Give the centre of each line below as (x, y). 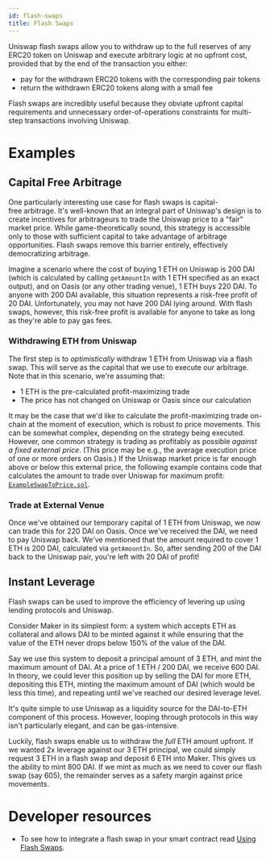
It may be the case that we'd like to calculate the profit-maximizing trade (129, 415)
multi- (242, 112)
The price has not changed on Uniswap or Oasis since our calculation (135, 400)
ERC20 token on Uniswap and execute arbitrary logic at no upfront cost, (128, 55)
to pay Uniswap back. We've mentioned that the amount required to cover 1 (133, 540)
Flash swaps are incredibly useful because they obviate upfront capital (126, 103)
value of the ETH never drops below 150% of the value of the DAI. (118, 642)
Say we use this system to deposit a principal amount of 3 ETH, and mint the (135, 659)
